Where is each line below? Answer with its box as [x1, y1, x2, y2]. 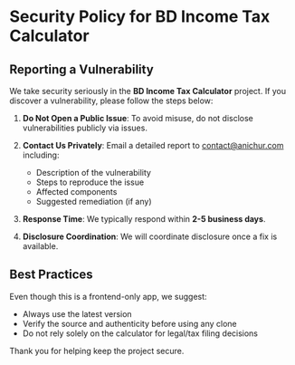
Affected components [35, 187, 118, 197]
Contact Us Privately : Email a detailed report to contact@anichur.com [22, 140, 284, 150]
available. [22, 241, 59, 251]
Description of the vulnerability [35, 168, 152, 178]
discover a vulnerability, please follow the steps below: [9, 95, 214, 106]
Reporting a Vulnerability [9, 62, 154, 77]
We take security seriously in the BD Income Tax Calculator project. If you [9, 86, 287, 96]
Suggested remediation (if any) [35, 197, 152, 207]
